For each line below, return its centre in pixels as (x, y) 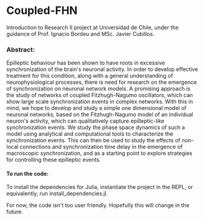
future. (15, 212)
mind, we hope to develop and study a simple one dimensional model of (97, 108)
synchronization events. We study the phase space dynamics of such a (96, 128)
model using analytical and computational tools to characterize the (90, 134)
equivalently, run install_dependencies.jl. (57, 194)
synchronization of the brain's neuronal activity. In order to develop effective (102, 69)
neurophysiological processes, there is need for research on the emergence (102, 82)
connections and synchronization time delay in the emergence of (101, 147)
